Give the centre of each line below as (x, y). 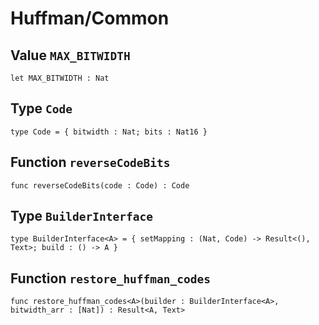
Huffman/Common (90, 18)
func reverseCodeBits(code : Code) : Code (100, 185)
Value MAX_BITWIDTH (70, 55)
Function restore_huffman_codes (111, 278)
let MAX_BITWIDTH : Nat (60, 78)
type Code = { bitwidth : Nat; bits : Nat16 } (109, 132)
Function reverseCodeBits (90, 162)
